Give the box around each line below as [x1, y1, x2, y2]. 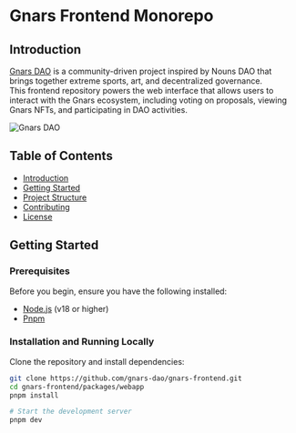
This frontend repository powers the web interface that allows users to [9, 86, 274, 96]
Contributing [22, 201, 70, 212]
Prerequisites [9, 265, 70, 277]
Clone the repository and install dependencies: [9, 356, 185, 367]
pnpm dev [9, 416, 43, 425]
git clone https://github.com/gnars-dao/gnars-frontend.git [9, 374, 243, 383]
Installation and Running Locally [9, 336, 155, 348]
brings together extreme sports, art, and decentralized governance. [9, 76, 262, 86]
